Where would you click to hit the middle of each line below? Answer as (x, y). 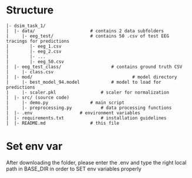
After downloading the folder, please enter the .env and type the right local (96, 162)
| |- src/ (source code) (38, 97)
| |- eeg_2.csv (34, 51)
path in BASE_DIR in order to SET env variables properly (74, 169)
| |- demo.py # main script (65, 102)
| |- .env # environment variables (73, 113)
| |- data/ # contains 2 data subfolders (85, 31)
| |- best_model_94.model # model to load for (84, 82)
